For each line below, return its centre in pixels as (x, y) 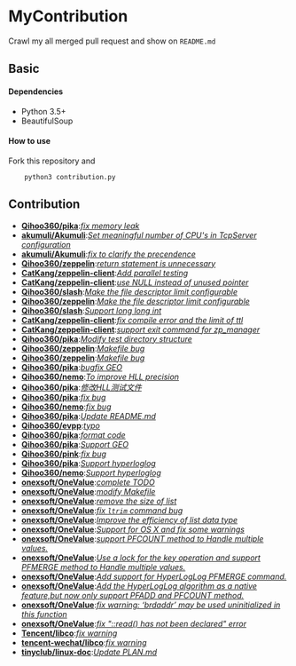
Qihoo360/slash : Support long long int (91, 310)
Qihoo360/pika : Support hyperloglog (88, 463)
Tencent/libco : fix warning (69, 633)
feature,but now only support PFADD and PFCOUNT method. (132, 595)
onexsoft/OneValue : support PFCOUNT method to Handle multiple (142, 538)
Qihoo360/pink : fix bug (64, 454)
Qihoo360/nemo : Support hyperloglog (91, 472)
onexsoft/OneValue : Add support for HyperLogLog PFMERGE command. (154, 576)
